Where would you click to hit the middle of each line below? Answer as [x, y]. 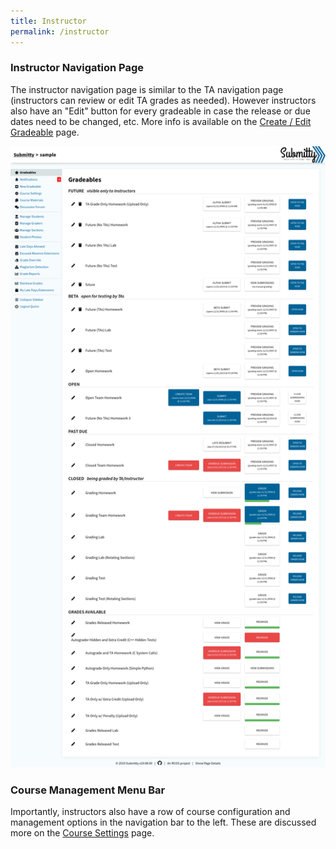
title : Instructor [48, 21]
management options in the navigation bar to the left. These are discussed [163, 822]
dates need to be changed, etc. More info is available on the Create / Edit [161, 121]
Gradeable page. [45, 132]
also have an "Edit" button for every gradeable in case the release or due [160, 111]
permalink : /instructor [60, 31]
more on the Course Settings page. [82, 833]
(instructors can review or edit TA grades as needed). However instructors [163, 100]
